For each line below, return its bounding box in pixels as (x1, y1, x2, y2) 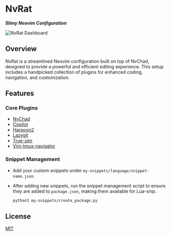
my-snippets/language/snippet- (83, 168, 150, 173)
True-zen (12, 138, 33, 144)
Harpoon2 (12, 127, 34, 133)
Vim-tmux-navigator (12, 143, 56, 149)
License (5, 212, 31, 221)
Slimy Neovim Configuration (5, 20, 67, 26)
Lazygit (12, 132, 29, 138)
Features (5, 89, 34, 98)
